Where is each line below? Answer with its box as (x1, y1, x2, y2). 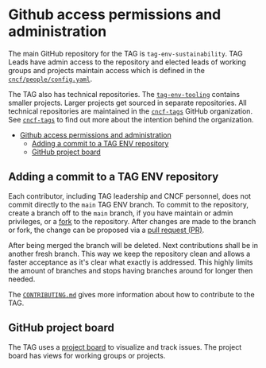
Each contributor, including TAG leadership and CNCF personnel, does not (8, 191, 252, 200)
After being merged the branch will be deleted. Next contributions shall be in (8, 240, 258, 250)
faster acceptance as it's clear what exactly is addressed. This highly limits (8, 257, 253, 267)
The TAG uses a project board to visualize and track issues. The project (8, 342, 242, 351)
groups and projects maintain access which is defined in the (8, 65, 205, 75)
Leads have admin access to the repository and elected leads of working (8, 57, 246, 67)
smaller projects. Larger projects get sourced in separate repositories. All (8, 98, 248, 107)
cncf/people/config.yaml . (8, 74, 93, 83)
